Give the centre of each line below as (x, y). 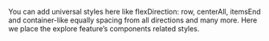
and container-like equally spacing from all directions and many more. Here (133, 20)
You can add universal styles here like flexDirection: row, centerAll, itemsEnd (134, 12)
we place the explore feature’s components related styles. (104, 29)
